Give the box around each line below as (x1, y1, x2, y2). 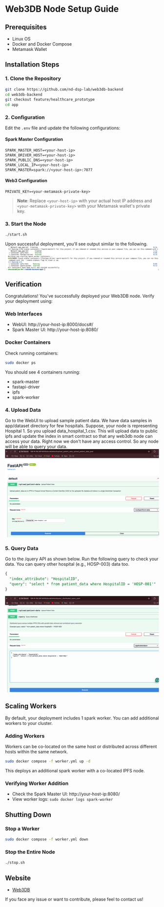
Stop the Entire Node (5, 848, 55, 855)
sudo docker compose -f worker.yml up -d (5, 759, 91, 764)
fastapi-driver (12, 383, 40, 390)
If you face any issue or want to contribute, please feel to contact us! (5, 896, 143, 902)
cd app (5, 102, 19, 107)
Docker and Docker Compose (12, 41, 72, 47)
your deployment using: (5, 298, 53, 304)
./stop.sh (5, 860, 25, 865)
